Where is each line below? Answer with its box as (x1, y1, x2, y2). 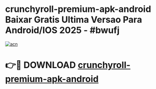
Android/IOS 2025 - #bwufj (5, 25, 120, 36)
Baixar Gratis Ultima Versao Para (5, 14, 143, 25)
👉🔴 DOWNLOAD (5, 60, 76, 71)
